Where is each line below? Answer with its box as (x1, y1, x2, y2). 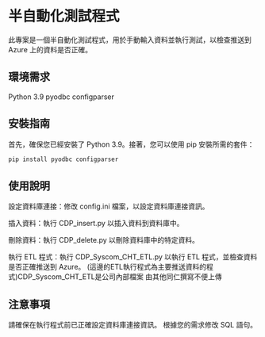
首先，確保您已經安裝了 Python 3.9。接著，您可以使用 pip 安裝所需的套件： (8, 140, 255, 149)
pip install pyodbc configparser (8, 155, 119, 163)
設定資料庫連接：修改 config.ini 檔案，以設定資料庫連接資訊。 (8, 201, 209, 211)
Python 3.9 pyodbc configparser (8, 92, 115, 101)
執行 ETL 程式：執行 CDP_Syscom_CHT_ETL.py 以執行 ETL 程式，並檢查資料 (8, 252, 258, 262)
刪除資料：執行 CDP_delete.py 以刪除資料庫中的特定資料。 (8, 236, 200, 245)
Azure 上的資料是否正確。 (8, 44, 93, 54)
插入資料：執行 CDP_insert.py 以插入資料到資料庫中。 (8, 219, 184, 228)
